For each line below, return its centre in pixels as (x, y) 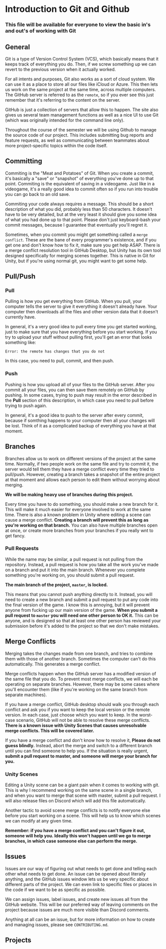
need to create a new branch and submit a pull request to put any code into (82, 599)
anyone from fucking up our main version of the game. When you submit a (82, 610)
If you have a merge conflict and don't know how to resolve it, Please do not (83, 740)
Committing (24, 161)
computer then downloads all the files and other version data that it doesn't (82, 312)
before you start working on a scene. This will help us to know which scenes (83, 815)
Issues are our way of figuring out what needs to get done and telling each (81, 868)
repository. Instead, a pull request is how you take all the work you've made (82, 564)
